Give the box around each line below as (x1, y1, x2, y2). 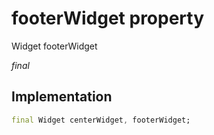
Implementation (11, 88, 113, 106)
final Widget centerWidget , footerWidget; (11, 115, 191, 125)
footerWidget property (11, 7, 205, 30)
